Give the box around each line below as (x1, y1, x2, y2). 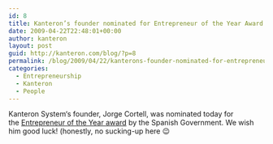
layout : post (8, 42, 53, 50)
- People (15, 87, 45, 95)
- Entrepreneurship (15, 72, 82, 80)
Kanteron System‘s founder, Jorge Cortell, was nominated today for (8, 109, 234, 119)
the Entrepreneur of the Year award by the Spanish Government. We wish (8, 118, 254, 128)
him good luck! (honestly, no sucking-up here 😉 (8, 126, 171, 136)
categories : (8, 65, 49, 73)
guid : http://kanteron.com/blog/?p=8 (8, 49, 136, 57)
